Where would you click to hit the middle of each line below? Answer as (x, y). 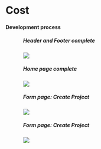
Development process (33, 27)
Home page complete (50, 69)
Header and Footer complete (59, 41)
